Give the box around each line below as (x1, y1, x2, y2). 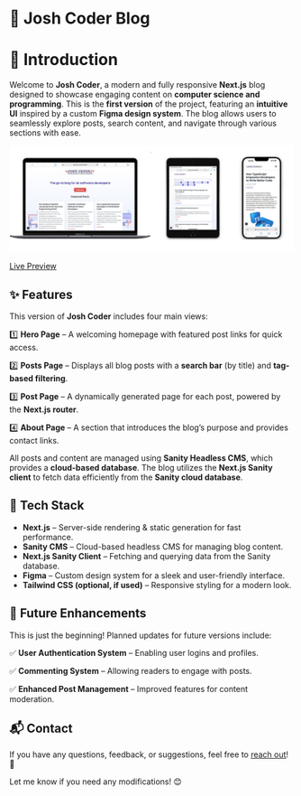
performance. (22, 531, 74, 542)
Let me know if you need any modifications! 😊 (9, 776, 182, 787)
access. (9, 342, 39, 352)
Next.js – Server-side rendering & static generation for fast (22, 521, 242, 532)
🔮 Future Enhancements (9, 605, 147, 622)
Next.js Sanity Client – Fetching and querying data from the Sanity (22, 550, 271, 561)
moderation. (9, 693, 55, 704)
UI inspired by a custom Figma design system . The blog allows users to (9, 108, 277, 119)
